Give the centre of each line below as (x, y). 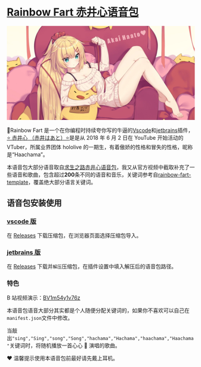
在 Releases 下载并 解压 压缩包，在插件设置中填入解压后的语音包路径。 (92, 267)
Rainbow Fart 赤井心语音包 (73, 12)
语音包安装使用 (34, 203)
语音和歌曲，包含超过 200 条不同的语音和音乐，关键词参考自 (85, 175)
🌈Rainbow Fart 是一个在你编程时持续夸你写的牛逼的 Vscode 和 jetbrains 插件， (100, 130)
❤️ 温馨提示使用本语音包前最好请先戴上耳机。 (63, 358)
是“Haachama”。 (27, 155)
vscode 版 (21, 221)
